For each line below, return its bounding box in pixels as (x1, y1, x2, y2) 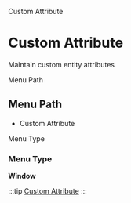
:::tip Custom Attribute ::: (8, 187, 88, 196)
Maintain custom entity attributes (8, 60, 115, 69)
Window (8, 172, 37, 181)
